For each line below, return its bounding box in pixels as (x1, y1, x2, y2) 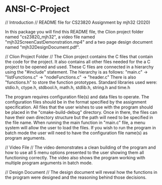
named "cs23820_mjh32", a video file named (5, 34, 95, 40)
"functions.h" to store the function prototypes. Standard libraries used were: (5, 79, 158, 85)
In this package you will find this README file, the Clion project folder (5, 29, 144, 34)
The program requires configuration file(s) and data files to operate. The (5, 93, 149, 100)
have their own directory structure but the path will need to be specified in (5, 114, 154, 120)
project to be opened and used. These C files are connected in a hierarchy (5, 64, 154, 70)
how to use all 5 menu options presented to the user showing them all (5, 149, 144, 155)
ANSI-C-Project (5, 3, 70, 15)
